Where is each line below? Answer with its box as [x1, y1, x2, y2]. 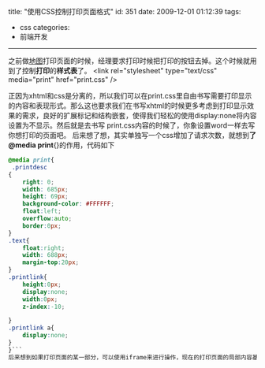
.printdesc [11, 163, 47, 171]
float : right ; [22, 243, 65, 252]
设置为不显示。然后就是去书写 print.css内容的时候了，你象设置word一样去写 [8, 121, 256, 130]
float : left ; [22, 207, 62, 215]
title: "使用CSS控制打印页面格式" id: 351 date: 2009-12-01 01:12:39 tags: [8, 7, 241, 16]
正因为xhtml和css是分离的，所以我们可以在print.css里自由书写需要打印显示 [8, 91, 252, 100]
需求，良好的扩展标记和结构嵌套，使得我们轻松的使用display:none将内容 [21, 111, 257, 120]
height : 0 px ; [22, 281, 62, 288]
